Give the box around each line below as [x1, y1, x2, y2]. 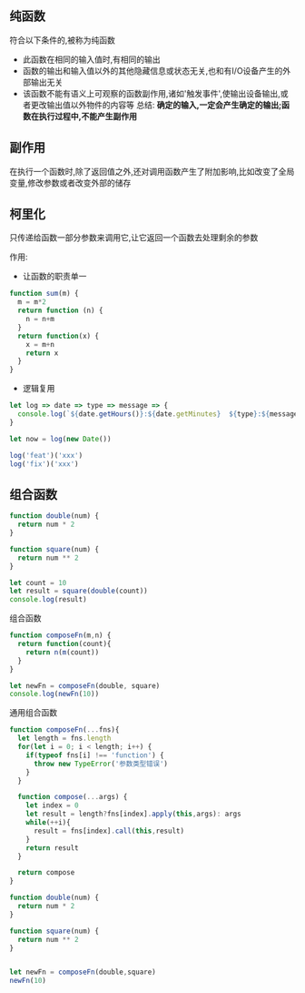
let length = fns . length [17, 734, 112, 744]
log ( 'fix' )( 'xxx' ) [9, 459, 79, 469]
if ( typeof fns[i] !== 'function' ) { [25, 750, 165, 760]
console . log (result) [9, 595, 88, 604]
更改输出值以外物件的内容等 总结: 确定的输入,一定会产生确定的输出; [30, 99, 282, 110]
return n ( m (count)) [25, 647, 100, 657]
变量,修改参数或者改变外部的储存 [9, 177, 132, 188]
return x [25, 349, 59, 358]
